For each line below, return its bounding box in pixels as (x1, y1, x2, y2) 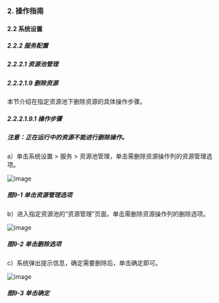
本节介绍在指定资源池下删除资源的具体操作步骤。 (7, 98, 146, 106)
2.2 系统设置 (7, 24, 43, 32)
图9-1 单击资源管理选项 (7, 191, 72, 199)
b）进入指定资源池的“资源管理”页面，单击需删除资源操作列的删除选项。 (7, 209, 209, 218)
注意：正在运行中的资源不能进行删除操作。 (7, 133, 128, 142)
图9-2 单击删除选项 (7, 240, 62, 249)
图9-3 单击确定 (7, 289, 50, 297)
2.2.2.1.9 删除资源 (7, 79, 59, 87)
